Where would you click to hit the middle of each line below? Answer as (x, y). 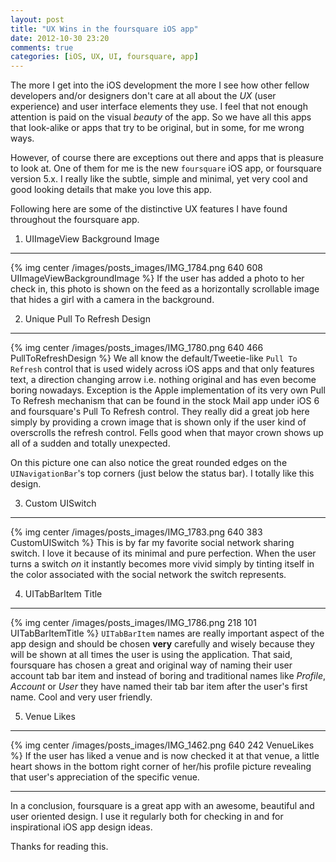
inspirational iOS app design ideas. (81, 827)
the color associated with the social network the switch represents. (148, 575)
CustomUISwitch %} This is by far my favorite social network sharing (152, 543)
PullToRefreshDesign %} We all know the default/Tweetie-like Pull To (154, 358)
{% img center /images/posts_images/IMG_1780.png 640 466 (137, 348)
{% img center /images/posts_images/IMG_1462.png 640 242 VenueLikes (162, 745)
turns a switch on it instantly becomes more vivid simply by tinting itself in (162, 564)
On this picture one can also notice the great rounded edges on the (149, 463)
